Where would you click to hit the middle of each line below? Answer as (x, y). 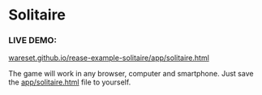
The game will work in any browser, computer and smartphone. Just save (131, 74)
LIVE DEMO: (32, 41)
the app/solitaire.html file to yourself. (70, 82)
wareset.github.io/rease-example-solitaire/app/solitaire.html (109, 58)
